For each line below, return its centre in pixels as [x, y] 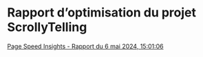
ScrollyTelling [47, 27]
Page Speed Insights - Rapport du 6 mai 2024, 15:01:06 [85, 46]
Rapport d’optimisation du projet [102, 13]
